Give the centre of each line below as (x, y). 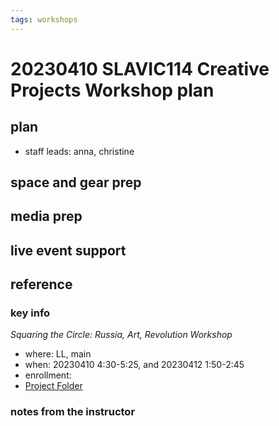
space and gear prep (76, 182)
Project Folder (53, 386)
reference (41, 284)
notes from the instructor (73, 412)
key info (30, 313)
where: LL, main (58, 354)
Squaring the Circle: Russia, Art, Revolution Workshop (121, 335)
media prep (46, 216)
